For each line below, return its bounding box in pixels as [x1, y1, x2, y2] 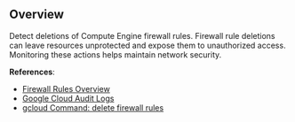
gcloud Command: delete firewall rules [21, 102, 164, 113]
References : [9, 66, 55, 77]
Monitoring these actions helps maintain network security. [9, 49, 222, 60]
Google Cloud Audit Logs [21, 93, 115, 103]
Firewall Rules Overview [21, 83, 111, 94]
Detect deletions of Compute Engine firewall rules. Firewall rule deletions [9, 30, 275, 41]
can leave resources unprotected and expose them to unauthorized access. [9, 40, 286, 50]
